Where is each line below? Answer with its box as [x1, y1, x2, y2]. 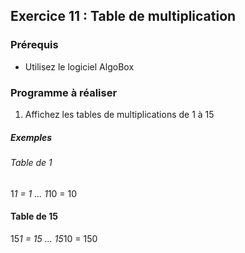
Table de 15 [10, 210, 58, 223]
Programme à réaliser [10, 85, 118, 99]
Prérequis [10, 38, 59, 52]
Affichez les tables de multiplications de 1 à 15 [24, 108, 215, 120]
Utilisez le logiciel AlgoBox [24, 60, 135, 73]
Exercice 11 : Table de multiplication [10, 8, 237, 25]
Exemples [10, 131, 53, 143]
